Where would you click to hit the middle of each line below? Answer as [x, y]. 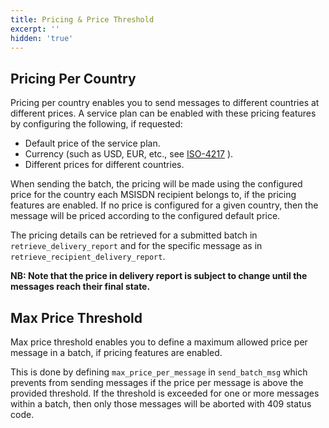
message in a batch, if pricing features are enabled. [116, 352]
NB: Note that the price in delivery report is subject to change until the [159, 276]
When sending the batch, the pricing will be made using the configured [156, 184]
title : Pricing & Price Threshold [82, 19]
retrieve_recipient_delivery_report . [88, 257]
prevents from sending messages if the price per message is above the [157, 382]
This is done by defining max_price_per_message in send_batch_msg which [159, 372]
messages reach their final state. [80, 287]
